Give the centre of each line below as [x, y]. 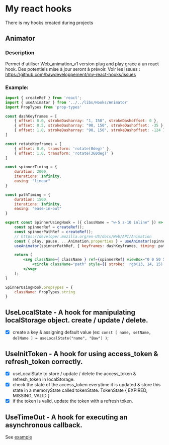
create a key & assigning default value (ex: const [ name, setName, [82, 332]
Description [20, 53]
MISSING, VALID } [31, 396]
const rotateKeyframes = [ [33, 144]
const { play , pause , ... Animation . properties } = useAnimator [82, 241]
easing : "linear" [32, 181]
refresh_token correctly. [44, 361]
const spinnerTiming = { [31, 167]
